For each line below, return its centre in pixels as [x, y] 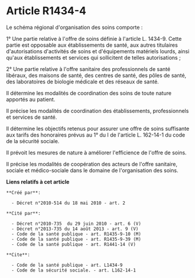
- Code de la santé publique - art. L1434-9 [67, 265]
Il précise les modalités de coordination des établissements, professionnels [97, 111]
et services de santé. [32, 117]
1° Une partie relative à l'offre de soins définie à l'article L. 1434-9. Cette [94, 38]
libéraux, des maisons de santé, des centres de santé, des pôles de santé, [96, 75]
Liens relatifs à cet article [38, 182]
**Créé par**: [24, 193]
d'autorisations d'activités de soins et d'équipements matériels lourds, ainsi [98, 51]
